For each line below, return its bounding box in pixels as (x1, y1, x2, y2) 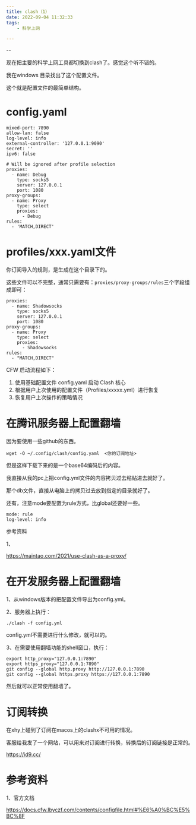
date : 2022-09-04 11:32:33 (6, 14, 73, 20)
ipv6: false (6, 151, 36, 157)
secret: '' (6, 146, 33, 152)
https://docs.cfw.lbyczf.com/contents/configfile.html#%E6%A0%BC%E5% (6, 806, 190, 813)
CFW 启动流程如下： (6, 366, 56, 374)
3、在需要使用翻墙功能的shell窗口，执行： (6, 644, 110, 651)
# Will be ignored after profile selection (6, 162, 116, 167)
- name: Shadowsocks (11, 304, 62, 309)
